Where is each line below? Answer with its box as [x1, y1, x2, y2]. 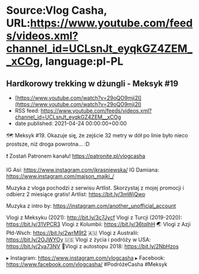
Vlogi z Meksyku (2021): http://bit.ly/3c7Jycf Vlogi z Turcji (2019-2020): [6, 214, 182, 221]
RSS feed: [14, 107, 40, 114]
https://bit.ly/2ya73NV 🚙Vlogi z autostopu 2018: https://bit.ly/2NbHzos [6, 243, 179, 249]
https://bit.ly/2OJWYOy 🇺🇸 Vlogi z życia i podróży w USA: [6, 236, 151, 243]
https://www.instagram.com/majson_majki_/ [6, 173, 115, 180]
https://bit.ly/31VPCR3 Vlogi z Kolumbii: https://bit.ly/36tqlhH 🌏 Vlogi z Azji [6, 221, 191, 228]
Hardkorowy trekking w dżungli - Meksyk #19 [6, 79, 179, 89]
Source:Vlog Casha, [6, 4, 108, 17]
